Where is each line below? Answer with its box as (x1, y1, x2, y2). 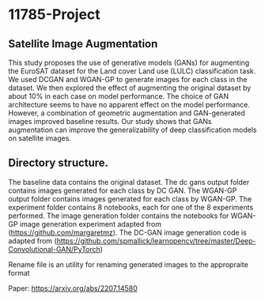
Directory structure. (8, 156, 109, 170)
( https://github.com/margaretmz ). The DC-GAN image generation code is (8, 228, 247, 237)
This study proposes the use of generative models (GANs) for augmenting (8, 58, 250, 67)
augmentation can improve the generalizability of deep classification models (8, 125, 257, 134)
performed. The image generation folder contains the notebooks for (8, 211, 229, 220)
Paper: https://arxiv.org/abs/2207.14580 (8, 283, 138, 293)
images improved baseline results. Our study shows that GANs (8, 117, 212, 126)
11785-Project (8, 6, 100, 24)
